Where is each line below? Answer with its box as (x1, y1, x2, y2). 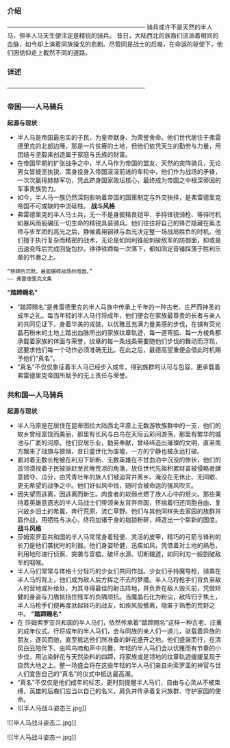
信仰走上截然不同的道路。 (18, 49, 91, 57)
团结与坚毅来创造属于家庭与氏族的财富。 (16, 150, 131, 158)
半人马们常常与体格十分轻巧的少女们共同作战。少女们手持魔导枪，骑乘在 (16, 567, 221, 575)
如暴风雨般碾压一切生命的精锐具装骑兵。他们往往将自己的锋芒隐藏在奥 (16, 219, 216, 227)
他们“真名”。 (23, 354, 60, 362)
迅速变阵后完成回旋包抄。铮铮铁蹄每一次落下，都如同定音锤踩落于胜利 (16, 245, 216, 253)
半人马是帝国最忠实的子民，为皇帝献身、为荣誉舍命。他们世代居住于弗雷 (16, 133, 221, 141)
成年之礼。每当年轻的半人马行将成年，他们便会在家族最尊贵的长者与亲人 (16, 311, 221, 319)
